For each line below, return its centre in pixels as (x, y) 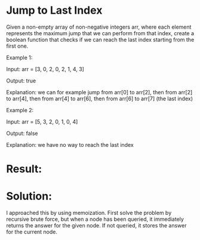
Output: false (22, 133)
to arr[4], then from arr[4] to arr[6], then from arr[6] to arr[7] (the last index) (99, 99)
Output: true (21, 81)
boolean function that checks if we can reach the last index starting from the (100, 39)
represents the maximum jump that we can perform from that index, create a (100, 33)
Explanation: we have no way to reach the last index (70, 144)
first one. (17, 46)
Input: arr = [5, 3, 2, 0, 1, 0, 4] (42, 121)
